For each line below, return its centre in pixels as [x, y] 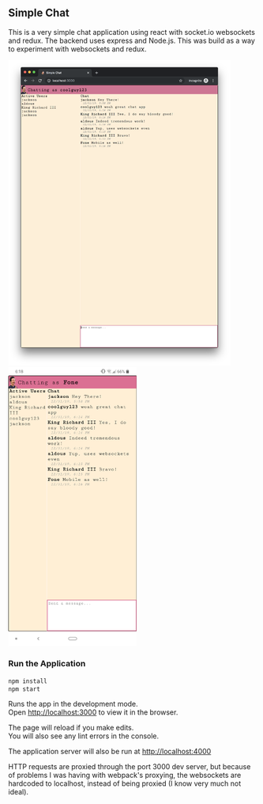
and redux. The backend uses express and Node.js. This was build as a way [131, 40]
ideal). [19, 791]
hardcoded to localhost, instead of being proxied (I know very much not [125, 783]
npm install [28, 681]
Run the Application [47, 664]
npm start [24, 689]
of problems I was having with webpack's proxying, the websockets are [125, 775]
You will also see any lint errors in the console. [84, 736]
